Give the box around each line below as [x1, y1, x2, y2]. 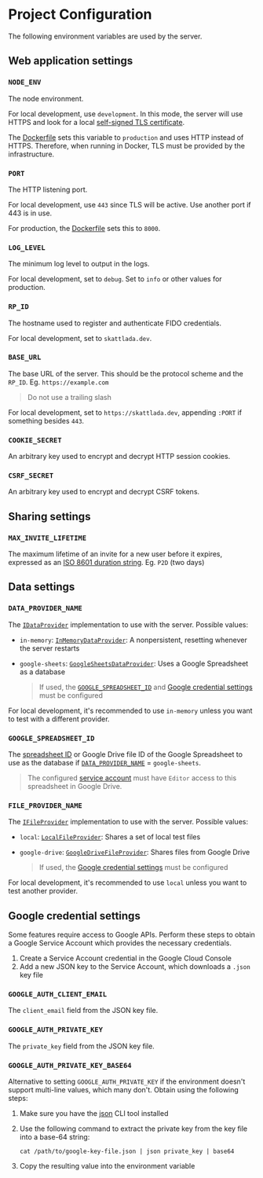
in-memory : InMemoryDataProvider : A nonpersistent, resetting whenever [19, 635, 247, 644]
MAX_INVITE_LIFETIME [8, 533, 87, 542]
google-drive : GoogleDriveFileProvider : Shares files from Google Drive [19, 847, 250, 857]
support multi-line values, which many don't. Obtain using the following [8, 1085, 239, 1095]
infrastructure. [8, 149, 55, 159]
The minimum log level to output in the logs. [8, 259, 150, 269]
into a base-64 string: [19, 1132, 90, 1142]
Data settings [8, 580, 75, 594]
